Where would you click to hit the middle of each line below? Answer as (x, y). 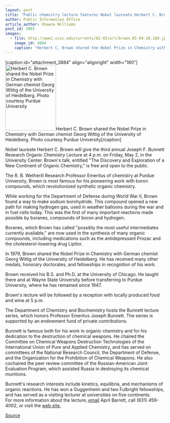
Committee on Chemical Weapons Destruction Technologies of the (75, 342)
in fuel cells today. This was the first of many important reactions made (79, 212)
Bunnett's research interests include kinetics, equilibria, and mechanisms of (84, 384)
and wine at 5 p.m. (25, 300)
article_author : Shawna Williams (40, 24)
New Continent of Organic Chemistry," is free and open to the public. (77, 165)
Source (13, 415)
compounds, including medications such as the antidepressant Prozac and (83, 238)
